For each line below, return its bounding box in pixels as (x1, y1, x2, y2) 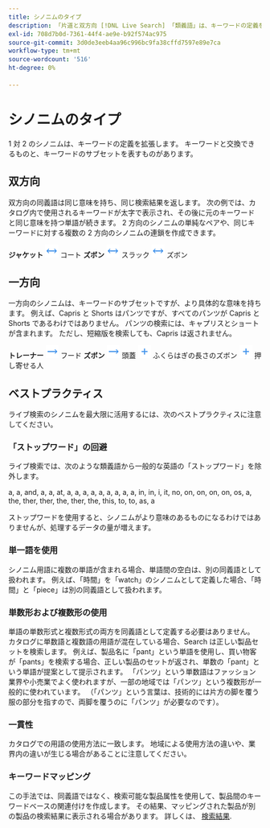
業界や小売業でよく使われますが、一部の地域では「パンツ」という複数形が (8, 677, 255, 687)
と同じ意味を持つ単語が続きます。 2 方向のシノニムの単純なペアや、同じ (8, 217, 248, 227)
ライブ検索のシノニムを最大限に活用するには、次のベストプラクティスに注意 (8, 410, 262, 419)
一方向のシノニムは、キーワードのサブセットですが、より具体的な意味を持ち (8, 299, 262, 308)
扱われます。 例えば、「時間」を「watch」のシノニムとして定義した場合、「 (8, 575, 255, 584)
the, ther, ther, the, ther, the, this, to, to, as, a (8, 496, 155, 506)
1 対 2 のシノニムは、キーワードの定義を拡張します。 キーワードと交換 (8, 138, 241, 148)
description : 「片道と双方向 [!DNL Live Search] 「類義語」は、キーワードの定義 (8, 21, 259, 30)
